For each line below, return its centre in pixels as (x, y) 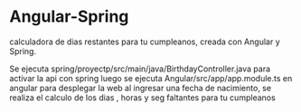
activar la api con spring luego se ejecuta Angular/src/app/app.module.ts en (151, 78)
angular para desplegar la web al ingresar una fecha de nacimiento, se (141, 88)
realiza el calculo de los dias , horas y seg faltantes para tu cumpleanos (142, 98)
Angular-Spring (69, 17)
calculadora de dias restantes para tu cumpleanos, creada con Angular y (145, 42)
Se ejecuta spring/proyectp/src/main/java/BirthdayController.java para (140, 69)
